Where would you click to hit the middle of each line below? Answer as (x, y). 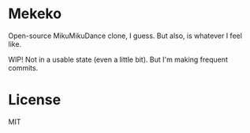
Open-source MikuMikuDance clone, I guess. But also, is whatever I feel (125, 36)
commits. (23, 67)
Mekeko (35, 14)
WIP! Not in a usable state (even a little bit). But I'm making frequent (118, 59)
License (35, 100)
